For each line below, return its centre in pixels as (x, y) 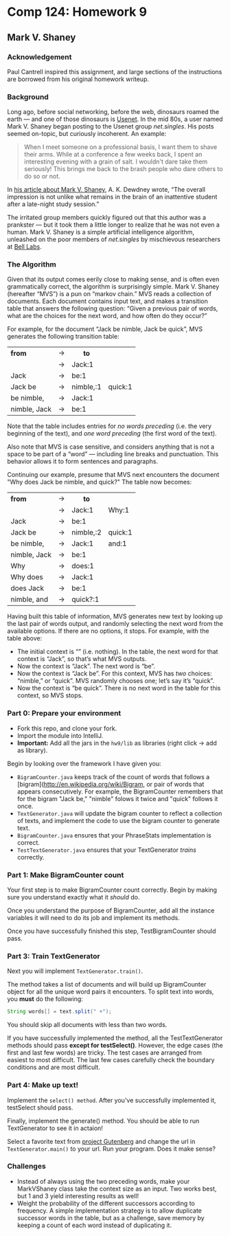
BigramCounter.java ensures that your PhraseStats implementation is (114, 835)
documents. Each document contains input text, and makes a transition (107, 301)
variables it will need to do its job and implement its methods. (93, 918)
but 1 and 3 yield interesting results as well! (78, 1195)
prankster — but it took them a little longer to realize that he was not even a (113, 225)
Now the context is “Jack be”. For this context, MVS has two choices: (114, 673)
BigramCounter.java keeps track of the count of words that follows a (113, 776)
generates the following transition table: (63, 337)
